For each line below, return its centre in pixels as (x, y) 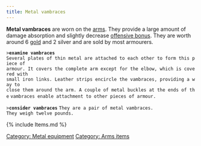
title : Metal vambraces (36, 12)
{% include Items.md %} (37, 124)
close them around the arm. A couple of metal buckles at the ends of (97, 90)
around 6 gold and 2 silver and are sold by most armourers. (80, 42)
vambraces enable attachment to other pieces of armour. (83, 96)
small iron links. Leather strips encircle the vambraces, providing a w (101, 79)
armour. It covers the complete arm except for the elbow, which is (94, 69)
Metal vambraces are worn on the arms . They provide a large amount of (96, 29)
